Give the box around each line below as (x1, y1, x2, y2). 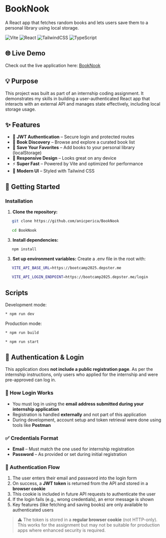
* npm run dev (5, 311, 35, 316)
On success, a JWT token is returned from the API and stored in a (12, 480, 149, 486)
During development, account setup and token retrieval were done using (12, 416, 162, 423)
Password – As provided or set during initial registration (12, 451, 127, 457)
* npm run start (5, 339, 39, 344)
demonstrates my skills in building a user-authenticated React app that (5, 96, 151, 102)
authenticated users (12, 507, 54, 513)
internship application (12, 406, 59, 412)
